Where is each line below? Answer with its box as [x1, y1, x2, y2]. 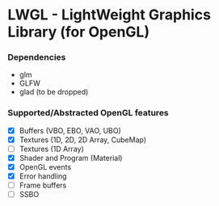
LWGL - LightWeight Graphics [7, 6, 212, 24]
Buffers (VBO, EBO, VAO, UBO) [19, 125, 122, 135]
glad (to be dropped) [19, 87, 89, 97]
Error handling [19, 171, 67, 181]
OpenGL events [19, 162, 72, 172]
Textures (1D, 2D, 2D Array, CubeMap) [19, 135, 147, 145]
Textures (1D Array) [19, 144, 84, 153]
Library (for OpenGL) [7, 23, 150, 41]
